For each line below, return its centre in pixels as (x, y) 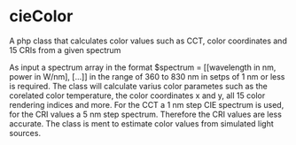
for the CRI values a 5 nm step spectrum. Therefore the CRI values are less (145, 114)
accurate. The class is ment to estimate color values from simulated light (142, 123)
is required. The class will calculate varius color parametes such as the (138, 86)
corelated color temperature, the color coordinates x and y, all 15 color (137, 95)
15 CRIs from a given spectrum (65, 50)
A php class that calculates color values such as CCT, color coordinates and (148, 41)
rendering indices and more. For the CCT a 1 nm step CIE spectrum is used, (147, 104)
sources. (25, 133)
